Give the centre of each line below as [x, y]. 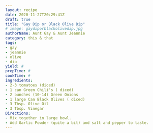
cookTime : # [18, 76]
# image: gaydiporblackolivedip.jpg [44, 29]
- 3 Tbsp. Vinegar [25, 109]
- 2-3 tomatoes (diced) [30, 85]
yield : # [14, 66]
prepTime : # [18, 71]
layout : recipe [21, 10]
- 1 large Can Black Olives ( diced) [45, 99]
